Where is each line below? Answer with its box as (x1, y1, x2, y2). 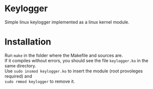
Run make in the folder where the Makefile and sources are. (4, 52, 123, 58)
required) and (4, 73, 32, 79)
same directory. (4, 63, 36, 68)
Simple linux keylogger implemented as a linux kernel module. (4, 19, 129, 25)
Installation (4, 36, 51, 47)
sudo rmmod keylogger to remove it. (4, 78, 76, 84)
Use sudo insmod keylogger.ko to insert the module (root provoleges (4, 68, 143, 74)
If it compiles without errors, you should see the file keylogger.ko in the (4, 57, 149, 64)
